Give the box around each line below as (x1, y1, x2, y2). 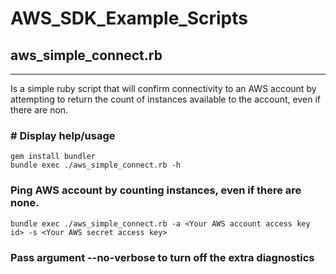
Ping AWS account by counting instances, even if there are (10, 183, 302, 197)
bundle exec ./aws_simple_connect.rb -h (10, 160, 182, 171)
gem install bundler (10, 152, 97, 162)
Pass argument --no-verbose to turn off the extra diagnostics (10, 250, 315, 264)
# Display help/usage (10, 128, 116, 142)
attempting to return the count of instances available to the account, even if (10, 93, 321, 105)
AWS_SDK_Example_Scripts (10, 7, 248, 30)
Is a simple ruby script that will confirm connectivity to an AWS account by (10, 83, 317, 94)
